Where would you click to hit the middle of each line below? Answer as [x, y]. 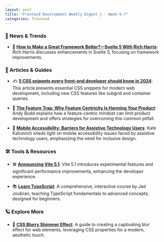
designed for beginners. [37, 199]
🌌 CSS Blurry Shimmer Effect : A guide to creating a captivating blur [81, 224]
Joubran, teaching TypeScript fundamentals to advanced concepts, [81, 194]
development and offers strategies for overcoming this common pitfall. [83, 118]
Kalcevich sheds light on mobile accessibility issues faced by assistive [83, 133]
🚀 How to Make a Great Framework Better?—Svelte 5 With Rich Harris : [85, 47]
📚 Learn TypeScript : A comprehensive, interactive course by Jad [79, 186]
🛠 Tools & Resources [31, 151]
